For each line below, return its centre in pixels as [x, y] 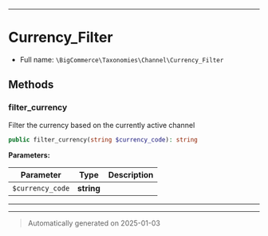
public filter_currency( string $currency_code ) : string [103, 140]
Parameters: [29, 155]
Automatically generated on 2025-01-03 [94, 223]
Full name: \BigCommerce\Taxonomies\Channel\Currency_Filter [122, 59]
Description [131, 174]
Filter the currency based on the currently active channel [102, 125]
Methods [31, 85]
